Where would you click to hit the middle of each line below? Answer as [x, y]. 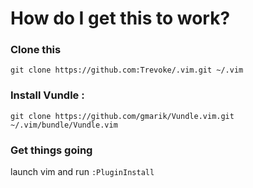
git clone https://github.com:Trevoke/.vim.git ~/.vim [127, 70]
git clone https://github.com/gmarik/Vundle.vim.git [122, 116]
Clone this [36, 50]
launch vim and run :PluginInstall [82, 172]
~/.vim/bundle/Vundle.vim [64, 125]
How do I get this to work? [120, 18]
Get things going [51, 150]
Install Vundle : [47, 95]
